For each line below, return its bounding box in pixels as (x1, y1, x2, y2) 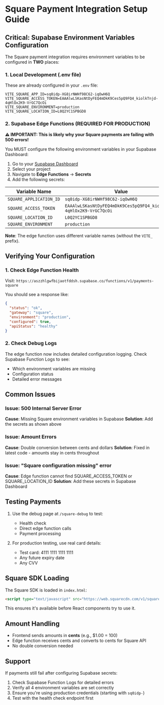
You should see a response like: (5, 292, 69, 297)
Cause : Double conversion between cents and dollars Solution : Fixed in (5, 444, 150, 451)
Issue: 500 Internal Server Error (5, 405, 82, 412)
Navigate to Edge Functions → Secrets (12, 171, 91, 177)
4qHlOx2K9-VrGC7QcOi (5, 100, 47, 106)
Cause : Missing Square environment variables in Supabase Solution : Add (5, 416, 153, 422)
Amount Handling (5, 619, 60, 628)
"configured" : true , (9, 319, 51, 324)
